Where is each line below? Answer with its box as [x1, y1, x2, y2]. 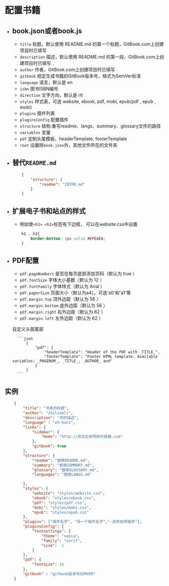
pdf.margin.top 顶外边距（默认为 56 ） [19, 296, 101, 302]
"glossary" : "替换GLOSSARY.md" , [31, 467, 99, 472]
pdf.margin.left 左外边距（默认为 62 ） [19, 315, 104, 321]
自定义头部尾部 [12, 326, 44, 332]
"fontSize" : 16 [31, 562, 64, 567]
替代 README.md [12, 159, 57, 167]
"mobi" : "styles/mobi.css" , [31, 505, 92, 510]
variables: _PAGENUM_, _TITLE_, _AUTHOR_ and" [12, 359, 113, 364]
